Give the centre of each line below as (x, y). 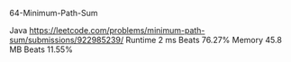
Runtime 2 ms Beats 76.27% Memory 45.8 (204, 40)
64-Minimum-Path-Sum (54, 13)
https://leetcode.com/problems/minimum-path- (117, 30)
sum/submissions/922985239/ (67, 40)
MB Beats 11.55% (41, 49)
